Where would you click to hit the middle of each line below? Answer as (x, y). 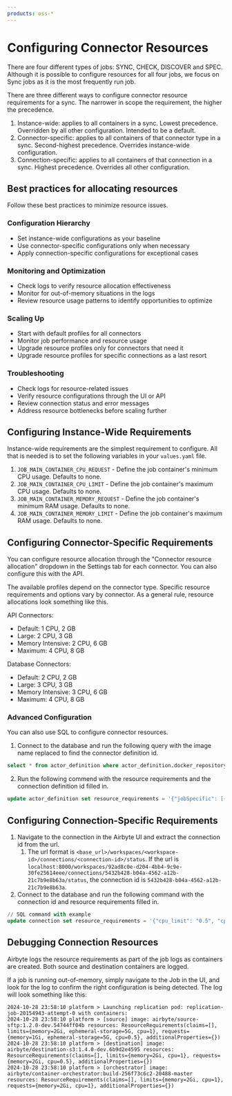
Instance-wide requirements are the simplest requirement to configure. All (112, 449)
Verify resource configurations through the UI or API (91, 396)
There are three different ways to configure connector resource (97, 95)
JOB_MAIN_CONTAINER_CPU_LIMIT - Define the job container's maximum (115, 484)
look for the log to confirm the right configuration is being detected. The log (115, 987)
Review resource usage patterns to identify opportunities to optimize (115, 300)
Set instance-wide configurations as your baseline (89, 238)
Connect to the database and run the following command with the (110, 894)
